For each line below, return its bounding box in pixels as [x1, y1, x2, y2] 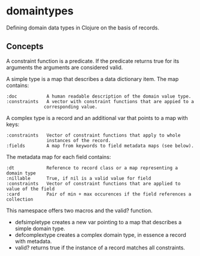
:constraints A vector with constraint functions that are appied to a [6, 98, 195, 104]
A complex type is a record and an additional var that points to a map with [6, 114, 189, 121]
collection [6, 196, 34, 202]
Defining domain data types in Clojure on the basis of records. [6, 24, 160, 31]
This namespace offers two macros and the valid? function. [6, 207, 153, 214]
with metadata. [14, 237, 52, 245]
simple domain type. [14, 225, 66, 232]
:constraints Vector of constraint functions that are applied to [6, 180, 181, 186]
